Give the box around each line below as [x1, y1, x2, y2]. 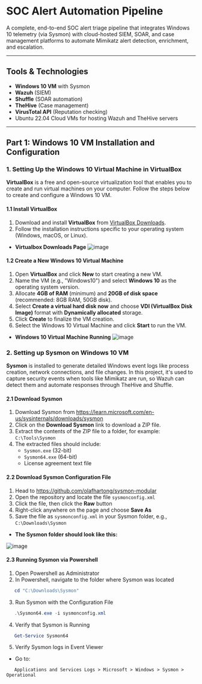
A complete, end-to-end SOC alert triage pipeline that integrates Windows [6, 24, 190, 31]
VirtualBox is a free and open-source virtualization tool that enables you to [6, 179, 192, 186]
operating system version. [14, 283, 80, 290]
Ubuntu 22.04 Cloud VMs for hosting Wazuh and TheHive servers [14, 115, 179, 122]
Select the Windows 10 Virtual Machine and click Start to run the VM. [14, 321, 186, 329]
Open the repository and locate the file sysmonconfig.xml [14, 493, 156, 501]
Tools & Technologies [6, 66, 88, 77]
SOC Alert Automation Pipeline [6, 4, 164, 18]
